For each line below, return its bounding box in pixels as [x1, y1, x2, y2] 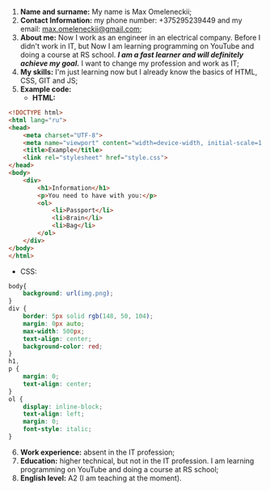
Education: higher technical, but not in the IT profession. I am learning [19, 455, 255, 465]
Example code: [19, 84, 72, 94]
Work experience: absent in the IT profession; [19, 447, 175, 457]
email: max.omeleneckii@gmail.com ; [19, 24, 142, 33]
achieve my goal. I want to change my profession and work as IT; [19, 58, 240, 68]
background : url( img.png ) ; [23, 289, 114, 298]
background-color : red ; [23, 342, 103, 351]
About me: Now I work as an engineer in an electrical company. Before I [19, 32, 261, 42]
